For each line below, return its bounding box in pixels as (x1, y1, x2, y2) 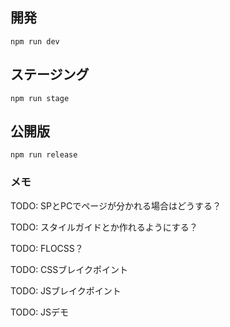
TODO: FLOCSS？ (10, 242, 84, 254)
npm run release (10, 150, 78, 160)
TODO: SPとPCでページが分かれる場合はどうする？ (10, 199, 222, 212)
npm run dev (10, 36, 60, 47)
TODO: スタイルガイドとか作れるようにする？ (10, 221, 198, 233)
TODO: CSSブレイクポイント (10, 263, 129, 275)
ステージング (10, 66, 90, 83)
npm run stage (10, 93, 70, 103)
